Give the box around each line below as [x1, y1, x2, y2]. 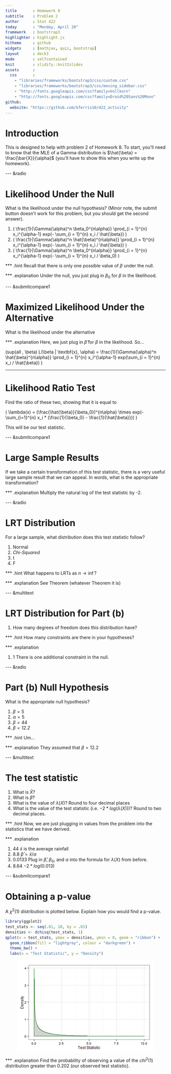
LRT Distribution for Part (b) [5, 608, 125, 619]
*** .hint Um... [5, 734, 35, 740]
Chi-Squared [12, 549, 40, 555]
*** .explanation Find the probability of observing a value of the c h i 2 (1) [5, 1057, 154, 1063]
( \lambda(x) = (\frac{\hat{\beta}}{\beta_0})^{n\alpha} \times [5, 409, 131, 415]
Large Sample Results [5, 452, 99, 463]
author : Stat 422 [5, 19, 56, 24]
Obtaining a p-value [5, 891, 91, 902]
